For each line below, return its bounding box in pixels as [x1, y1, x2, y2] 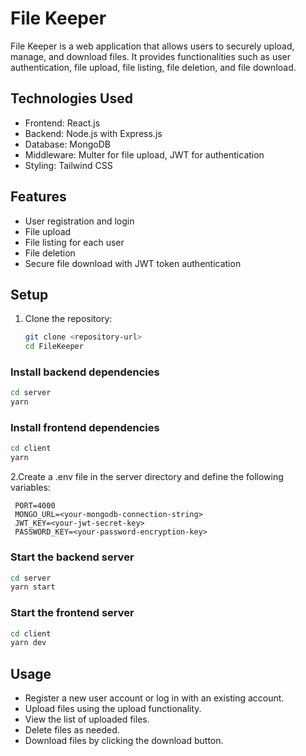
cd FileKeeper [24, 342, 84, 352]
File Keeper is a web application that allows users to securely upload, [10, 40, 295, 52]
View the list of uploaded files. [24, 713, 150, 726]
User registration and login [24, 215, 135, 227]
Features [10, 188, 67, 206]
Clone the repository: [24, 313, 113, 325]
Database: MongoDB [24, 138, 111, 150]
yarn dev [10, 638, 47, 648]
